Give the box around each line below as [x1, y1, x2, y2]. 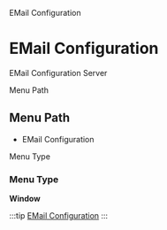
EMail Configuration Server [9, 67, 108, 78]
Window [9, 194, 42, 204]
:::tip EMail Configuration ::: [9, 211, 109, 221]
